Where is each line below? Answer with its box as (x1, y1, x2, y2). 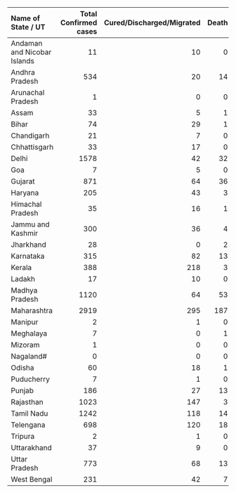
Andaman (11, 39, 43, 48)
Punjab (11, 386, 34, 395)
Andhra (11, 68, 35, 77)
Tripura (11, 432, 35, 441)
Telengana (11, 420, 46, 430)
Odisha (11, 363, 34, 372)
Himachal (11, 200, 42, 209)
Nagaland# (11, 352, 48, 361)
